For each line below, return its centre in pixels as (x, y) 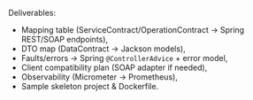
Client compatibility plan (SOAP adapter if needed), (114, 67)
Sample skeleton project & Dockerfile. (90, 86)
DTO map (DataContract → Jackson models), (103, 49)
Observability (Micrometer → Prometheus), (99, 77)
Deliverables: (32, 13)
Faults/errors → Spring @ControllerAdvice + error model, (124, 58)
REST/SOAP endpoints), (64, 39)
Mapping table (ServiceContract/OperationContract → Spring (133, 30)
